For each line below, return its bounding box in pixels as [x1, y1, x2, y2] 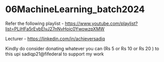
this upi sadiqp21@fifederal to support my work [5, 51, 104, 57]
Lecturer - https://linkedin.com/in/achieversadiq [5, 36, 105, 42]
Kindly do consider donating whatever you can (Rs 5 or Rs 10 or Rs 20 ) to [5, 45, 159, 51]
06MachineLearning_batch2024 [5, 4, 145, 15]
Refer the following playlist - [5, 20, 64, 26]
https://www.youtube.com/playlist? [65, 20, 138, 26]
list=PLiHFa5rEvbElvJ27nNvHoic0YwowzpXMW [5, 25, 105, 32]
